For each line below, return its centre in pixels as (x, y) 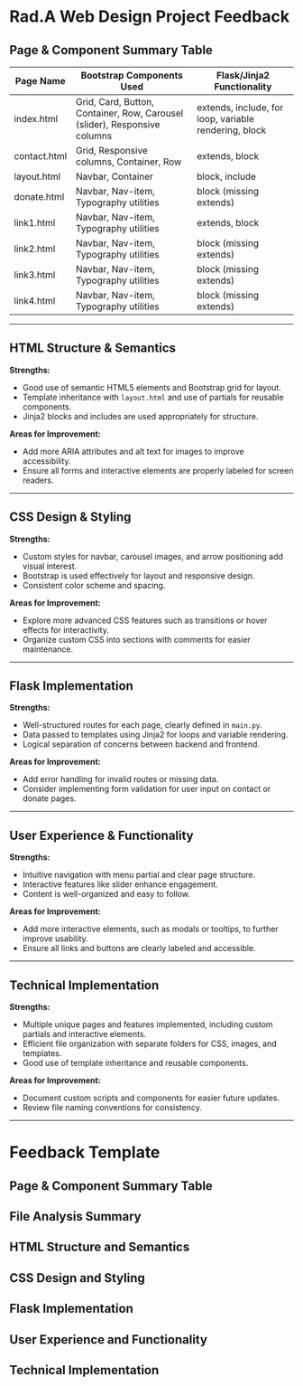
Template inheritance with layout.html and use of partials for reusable (153, 397)
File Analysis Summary (75, 1216)
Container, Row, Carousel (129, 113)
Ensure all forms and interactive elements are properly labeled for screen (158, 470)
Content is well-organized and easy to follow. (106, 894)
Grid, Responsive (112, 151)
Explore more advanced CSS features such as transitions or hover (145, 620)
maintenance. (48, 649)
